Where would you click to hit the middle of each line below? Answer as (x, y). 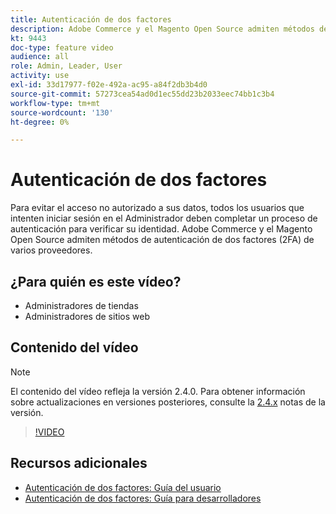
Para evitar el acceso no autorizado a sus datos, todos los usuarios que (157, 208)
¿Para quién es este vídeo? (96, 281)
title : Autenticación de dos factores (91, 19)
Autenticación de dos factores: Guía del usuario (123, 487)
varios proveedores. (51, 250)
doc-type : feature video (62, 47)
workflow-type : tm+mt (55, 103)
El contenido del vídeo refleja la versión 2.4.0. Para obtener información (158, 391)
